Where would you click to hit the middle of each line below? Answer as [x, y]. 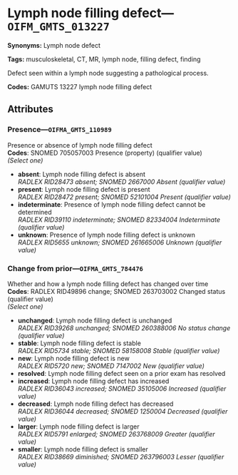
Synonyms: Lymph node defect [54, 45]
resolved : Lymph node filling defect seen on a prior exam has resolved [121, 373]
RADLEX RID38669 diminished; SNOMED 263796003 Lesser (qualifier [121, 456]
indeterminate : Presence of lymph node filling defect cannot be [112, 204]
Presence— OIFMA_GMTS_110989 [59, 130]
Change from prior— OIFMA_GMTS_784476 [76, 268]
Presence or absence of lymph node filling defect [80, 145]
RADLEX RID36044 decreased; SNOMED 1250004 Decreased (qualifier [123, 411]
